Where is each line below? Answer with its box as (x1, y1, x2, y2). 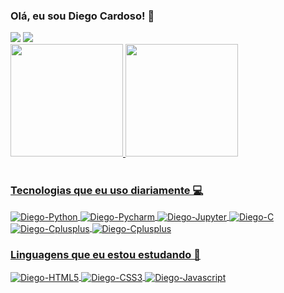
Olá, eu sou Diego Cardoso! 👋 (10, 9, 155, 23)
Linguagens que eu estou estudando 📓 (10, 247, 201, 261)
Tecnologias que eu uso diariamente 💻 (10, 184, 204, 198)
